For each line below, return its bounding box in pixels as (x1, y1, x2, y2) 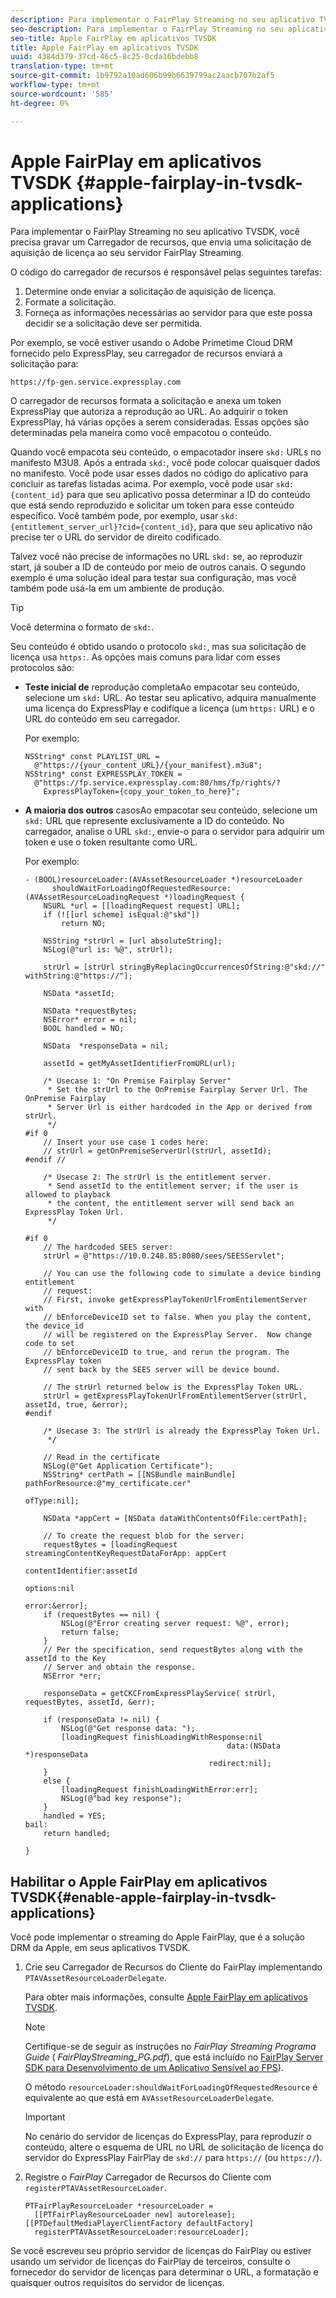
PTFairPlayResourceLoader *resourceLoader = (24, 2201, 214, 2211)
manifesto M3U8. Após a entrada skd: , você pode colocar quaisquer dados (10, 457, 321, 469)
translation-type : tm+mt (10, 61, 114, 71)
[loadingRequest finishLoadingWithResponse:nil (61, 1732, 263, 1743)
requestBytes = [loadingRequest (43, 1540, 178, 1550)
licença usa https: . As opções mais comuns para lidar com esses (10, 651, 281, 663)
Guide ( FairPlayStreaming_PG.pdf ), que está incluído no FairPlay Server (24, 2051, 324, 2063)
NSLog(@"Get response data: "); (61, 1724, 196, 1734)
